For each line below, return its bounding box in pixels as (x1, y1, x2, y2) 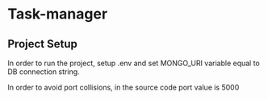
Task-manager (7, 5, 108, 23)
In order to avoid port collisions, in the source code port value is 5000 (7, 82, 240, 92)
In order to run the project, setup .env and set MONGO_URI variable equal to (7, 58, 260, 68)
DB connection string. (7, 67, 80, 77)
